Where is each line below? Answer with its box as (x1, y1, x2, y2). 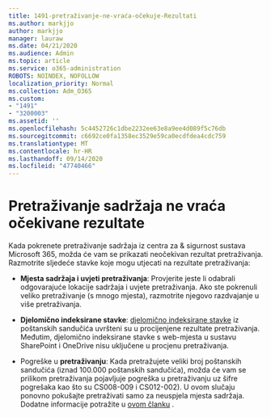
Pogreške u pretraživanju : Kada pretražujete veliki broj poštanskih (19, 356, 242, 366)
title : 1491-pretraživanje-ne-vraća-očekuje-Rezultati (8, 11, 197, 20)
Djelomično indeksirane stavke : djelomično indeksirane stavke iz (19, 315, 239, 325)
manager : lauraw (8, 34, 63, 43)
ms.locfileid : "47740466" (8, 162, 95, 171)
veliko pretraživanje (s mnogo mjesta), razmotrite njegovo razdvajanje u (19, 291, 260, 301)
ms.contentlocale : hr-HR (8, 147, 92, 155)
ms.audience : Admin (8, 49, 74, 57)
